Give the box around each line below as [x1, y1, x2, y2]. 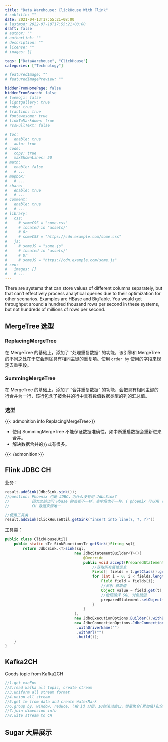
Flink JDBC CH [5, 466, 51, 474]
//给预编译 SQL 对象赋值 [101, 592, 147, 598]
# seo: [5, 262, 19, 267]
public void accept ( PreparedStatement [83, 560, 164, 565]
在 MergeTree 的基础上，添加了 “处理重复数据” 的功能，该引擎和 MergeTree [5, 349, 161, 355]
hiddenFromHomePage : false [5, 86, 61, 91]
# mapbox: [5, 174, 26, 179]
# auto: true [5, 141, 37, 146]
